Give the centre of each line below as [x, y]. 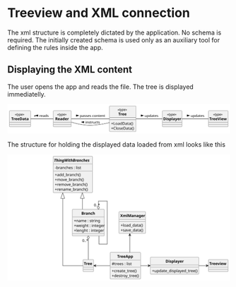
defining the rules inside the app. [55, 47]
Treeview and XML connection [99, 13]
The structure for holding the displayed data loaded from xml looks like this [117, 145]
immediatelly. [26, 94]
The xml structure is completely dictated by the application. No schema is [114, 32]
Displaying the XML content [70, 69]
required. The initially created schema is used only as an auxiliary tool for [114, 39]
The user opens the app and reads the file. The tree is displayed [101, 87]
